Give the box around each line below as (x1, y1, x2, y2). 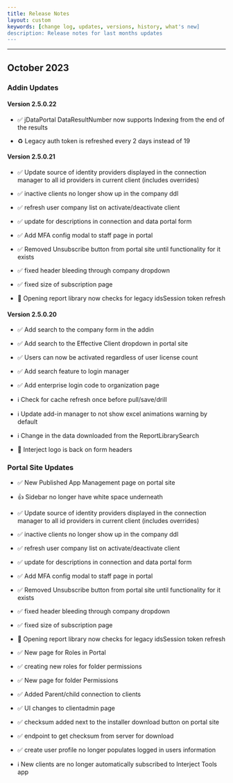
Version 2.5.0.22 (7, 100, 57, 108)
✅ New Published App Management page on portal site (17, 478, 175, 487)
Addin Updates (7, 83, 59, 92)
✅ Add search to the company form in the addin (17, 325, 155, 334)
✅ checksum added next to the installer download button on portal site (17, 718, 220, 727)
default (17, 418, 38, 426)
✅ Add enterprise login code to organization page (17, 381, 159, 389)
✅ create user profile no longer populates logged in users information (17, 745, 216, 754)
